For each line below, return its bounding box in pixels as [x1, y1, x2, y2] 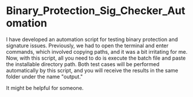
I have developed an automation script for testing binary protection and [6, 36, 178, 43]
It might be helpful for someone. [6, 84, 84, 91]
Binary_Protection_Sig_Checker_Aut [6, 4, 186, 18]
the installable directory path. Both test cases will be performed [6, 60, 160, 68]
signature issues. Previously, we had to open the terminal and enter [6, 42, 169, 49]
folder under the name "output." [6, 73, 83, 80]
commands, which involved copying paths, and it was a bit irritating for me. [6, 48, 188, 55]
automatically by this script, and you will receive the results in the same [6, 67, 178, 74]
